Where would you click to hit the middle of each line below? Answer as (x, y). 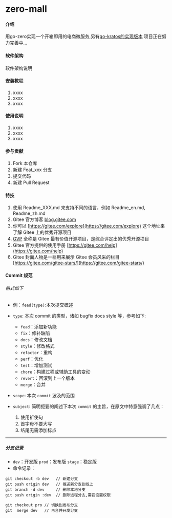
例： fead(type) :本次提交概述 (43, 305)
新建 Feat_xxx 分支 (32, 170)
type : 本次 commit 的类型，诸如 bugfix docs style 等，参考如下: (79, 316)
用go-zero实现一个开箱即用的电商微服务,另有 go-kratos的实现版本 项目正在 (84, 36)
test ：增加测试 (36, 365)
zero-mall (26, 9)
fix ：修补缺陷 (35, 333)
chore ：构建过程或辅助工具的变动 (55, 372)
